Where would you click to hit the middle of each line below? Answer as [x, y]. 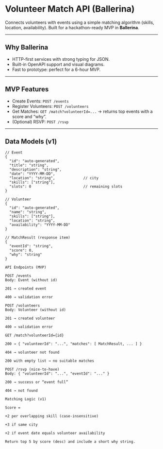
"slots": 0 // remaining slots [66, 187]
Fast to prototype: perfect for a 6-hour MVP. [56, 69]
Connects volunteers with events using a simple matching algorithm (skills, [80, 22]
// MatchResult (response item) [38, 238]
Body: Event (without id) [31, 280]
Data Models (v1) [31, 141]
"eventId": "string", [31, 246]
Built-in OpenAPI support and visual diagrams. [58, 64]
